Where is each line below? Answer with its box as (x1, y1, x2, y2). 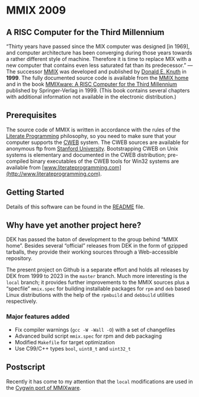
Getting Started (6, 187, 65, 197)
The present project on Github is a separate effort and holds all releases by (6, 266, 189, 273)
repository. (6, 255, 33, 262)
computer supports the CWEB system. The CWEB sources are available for (6, 139, 189, 146)
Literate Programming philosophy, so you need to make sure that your (6, 132, 176, 139)
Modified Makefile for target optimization (14, 338, 115, 345)
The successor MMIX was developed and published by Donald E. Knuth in (6, 68, 187, 75)
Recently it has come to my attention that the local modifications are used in (6, 377, 193, 385)
